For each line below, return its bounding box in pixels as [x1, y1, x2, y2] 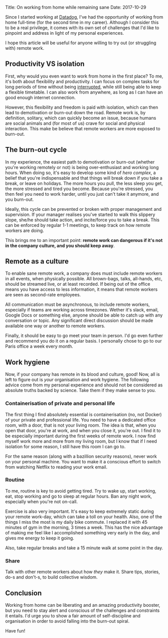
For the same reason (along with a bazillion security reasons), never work [5, 453, 157, 459]
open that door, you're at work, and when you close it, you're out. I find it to [5, 427, 161, 433]
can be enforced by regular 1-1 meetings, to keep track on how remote [5, 222, 150, 228]
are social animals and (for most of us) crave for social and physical [5, 120, 145, 126]
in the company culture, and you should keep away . [5, 243, 115, 249]
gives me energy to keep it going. [5, 535, 74, 541]
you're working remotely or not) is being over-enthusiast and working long [5, 164, 159, 170]
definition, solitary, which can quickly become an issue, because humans [5, 115, 156, 121]
